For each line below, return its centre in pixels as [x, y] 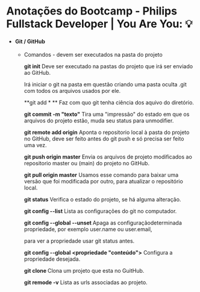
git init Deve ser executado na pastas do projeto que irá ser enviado [108, 66]
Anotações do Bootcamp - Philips [92, 11]
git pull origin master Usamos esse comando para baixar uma [101, 175]
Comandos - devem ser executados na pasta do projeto [93, 55]
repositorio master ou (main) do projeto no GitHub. [86, 163]
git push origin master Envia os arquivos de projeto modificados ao [108, 157]
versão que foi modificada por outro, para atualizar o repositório [104, 182]
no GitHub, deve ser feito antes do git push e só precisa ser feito [104, 139]
